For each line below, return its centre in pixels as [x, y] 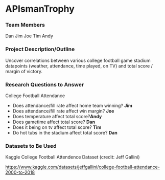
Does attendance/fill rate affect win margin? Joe [63, 111]
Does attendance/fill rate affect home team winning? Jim [73, 106]
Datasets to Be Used [31, 146]
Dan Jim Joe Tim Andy [29, 36]
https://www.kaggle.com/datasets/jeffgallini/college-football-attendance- [82, 167]
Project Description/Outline [40, 49]
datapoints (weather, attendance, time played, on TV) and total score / [79, 66]
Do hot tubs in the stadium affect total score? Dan [65, 133]
